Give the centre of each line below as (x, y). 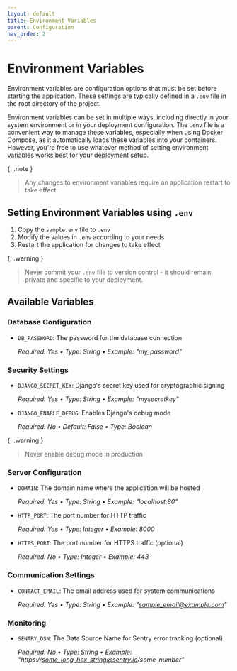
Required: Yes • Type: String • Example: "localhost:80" (98, 502)
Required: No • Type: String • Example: (75, 652)
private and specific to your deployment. (84, 280)
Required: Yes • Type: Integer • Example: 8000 (86, 529)
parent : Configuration (41, 27)
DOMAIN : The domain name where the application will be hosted (109, 488)
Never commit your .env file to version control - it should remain (118, 272)
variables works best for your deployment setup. (78, 155)
